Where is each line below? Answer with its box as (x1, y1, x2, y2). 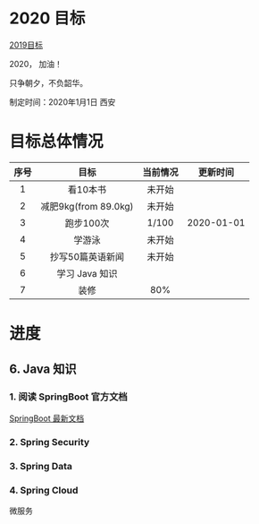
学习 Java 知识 (56, 267, 118, 279)
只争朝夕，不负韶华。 (9, 77, 88, 88)
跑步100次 (64, 217, 110, 229)
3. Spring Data (9, 460, 73, 472)
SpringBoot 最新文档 (9, 413, 85, 424)
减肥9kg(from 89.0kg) (40, 200, 134, 212)
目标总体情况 (9, 132, 104, 152)
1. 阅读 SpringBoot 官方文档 (9, 391, 128, 403)
